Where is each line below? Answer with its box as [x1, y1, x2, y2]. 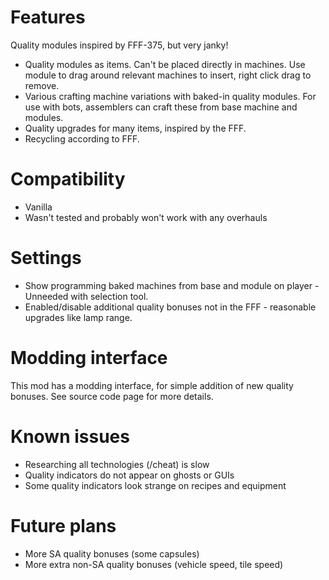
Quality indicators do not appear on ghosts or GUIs [24, 469, 235, 481]
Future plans [10, 514, 117, 537]
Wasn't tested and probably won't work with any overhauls [24, 211, 268, 223]
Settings [10, 247, 82, 270]
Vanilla [24, 201, 53, 213]
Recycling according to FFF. [24, 132, 140, 145]
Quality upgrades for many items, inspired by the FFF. [24, 122, 247, 134]
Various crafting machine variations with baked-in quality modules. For [24, 90, 317, 102]
